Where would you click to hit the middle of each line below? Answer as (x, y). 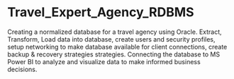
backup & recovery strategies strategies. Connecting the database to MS (114, 54)
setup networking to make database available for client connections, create (117, 47)
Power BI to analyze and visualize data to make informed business (104, 61)
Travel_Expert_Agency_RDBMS (101, 12)
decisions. (22, 69)
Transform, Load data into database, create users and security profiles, (111, 39)
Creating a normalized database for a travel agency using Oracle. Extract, (115, 32)
